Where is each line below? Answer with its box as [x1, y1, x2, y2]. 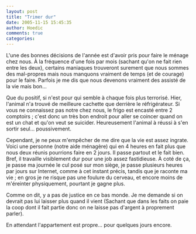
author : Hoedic [6, 25, 43, 31]
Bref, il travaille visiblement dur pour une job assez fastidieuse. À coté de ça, [6, 156, 191, 162]
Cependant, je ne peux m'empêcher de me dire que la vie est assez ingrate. [6, 137, 189, 143]
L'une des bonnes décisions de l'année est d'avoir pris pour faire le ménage [6, 52, 189, 58]
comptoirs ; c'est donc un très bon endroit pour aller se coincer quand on [6, 113, 183, 120]
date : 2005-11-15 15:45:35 [6, 19, 72, 25]
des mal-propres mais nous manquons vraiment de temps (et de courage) [6, 71, 184, 77]
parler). [6, 210, 25, 217]
